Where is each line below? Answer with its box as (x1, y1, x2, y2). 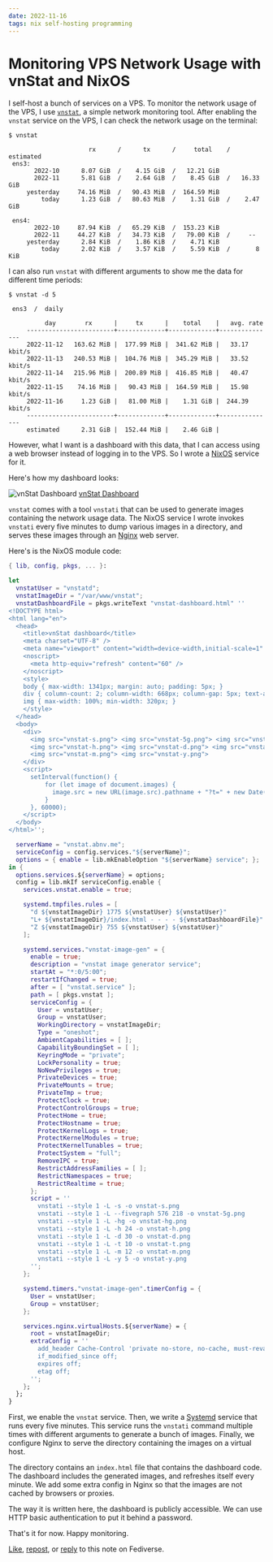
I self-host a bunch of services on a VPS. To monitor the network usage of (8, 98, 258, 108)
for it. (8, 457, 27, 467)
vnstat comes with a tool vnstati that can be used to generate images (8, 504, 244, 514)
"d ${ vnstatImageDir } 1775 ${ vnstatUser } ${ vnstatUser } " (29, 908, 227, 916)
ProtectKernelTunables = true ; (37, 1142, 144, 1150)
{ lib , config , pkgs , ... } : (8, 562, 107, 570)
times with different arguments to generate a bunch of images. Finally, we (8, 1430, 255, 1439)
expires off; (37, 1360, 82, 1368)
